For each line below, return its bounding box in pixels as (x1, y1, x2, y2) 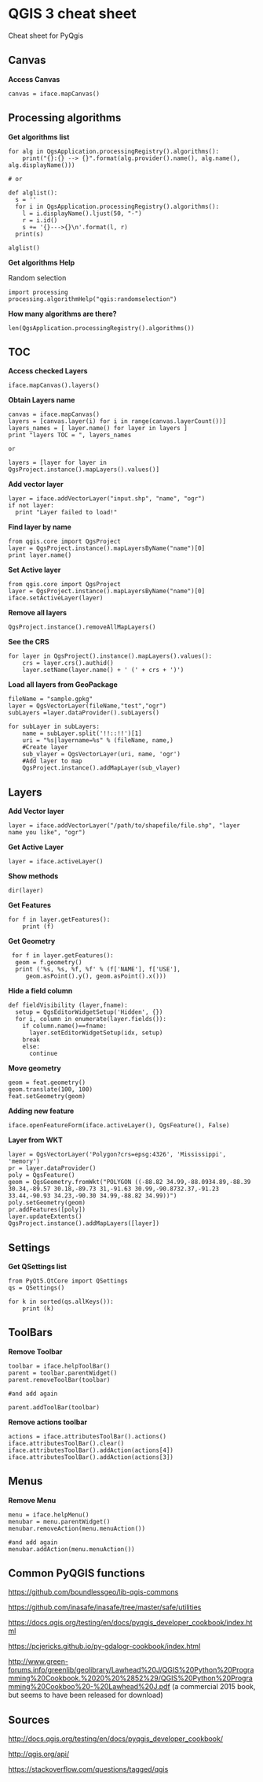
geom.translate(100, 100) (8, 1086, 93, 1093)
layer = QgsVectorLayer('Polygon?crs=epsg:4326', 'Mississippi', (8, 1151, 226, 1159)
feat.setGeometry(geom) (8, 1093, 86, 1101)
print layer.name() (8, 551, 72, 559)
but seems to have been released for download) (8, 1691, 163, 1700)
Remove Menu (8, 1495, 57, 1505)
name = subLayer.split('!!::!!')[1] (22, 730, 143, 737)
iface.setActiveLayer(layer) (8, 594, 104, 603)
